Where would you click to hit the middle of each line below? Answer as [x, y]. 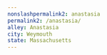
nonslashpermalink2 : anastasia [54, 14]
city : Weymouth [30, 34]
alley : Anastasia [33, 27]
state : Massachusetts [40, 41]
